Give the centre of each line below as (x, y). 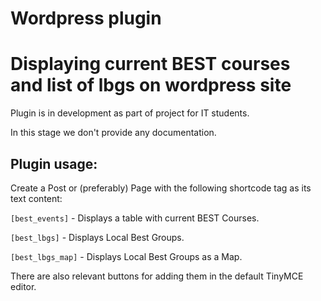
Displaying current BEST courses (150, 64)
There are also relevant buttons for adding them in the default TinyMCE (157, 276)
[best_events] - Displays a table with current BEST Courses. (135, 218)
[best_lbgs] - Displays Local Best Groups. (97, 237)
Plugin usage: (54, 163)
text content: (36, 198)
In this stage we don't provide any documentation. (113, 133)
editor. (23, 286)
